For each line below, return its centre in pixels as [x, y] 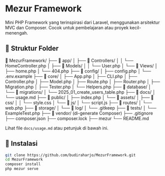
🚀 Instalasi [21, 144]
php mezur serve [22, 169]
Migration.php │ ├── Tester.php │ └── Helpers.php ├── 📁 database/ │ [78, 87]
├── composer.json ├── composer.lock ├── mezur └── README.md [77, 118]
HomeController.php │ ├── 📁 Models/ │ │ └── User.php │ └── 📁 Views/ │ [82, 65]
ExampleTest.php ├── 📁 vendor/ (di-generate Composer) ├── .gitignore [79, 113]
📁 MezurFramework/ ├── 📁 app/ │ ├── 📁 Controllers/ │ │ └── [69, 60]
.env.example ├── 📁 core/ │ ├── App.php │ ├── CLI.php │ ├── [71, 76]
